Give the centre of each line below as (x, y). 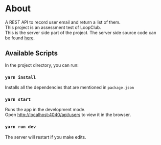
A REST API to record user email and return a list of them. (63, 22)
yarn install (21, 77)
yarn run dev (21, 127)
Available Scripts (31, 53)
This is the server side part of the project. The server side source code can (81, 32)
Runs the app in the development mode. (45, 110)
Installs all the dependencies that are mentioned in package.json (69, 87)
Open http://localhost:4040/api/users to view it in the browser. (68, 115)
